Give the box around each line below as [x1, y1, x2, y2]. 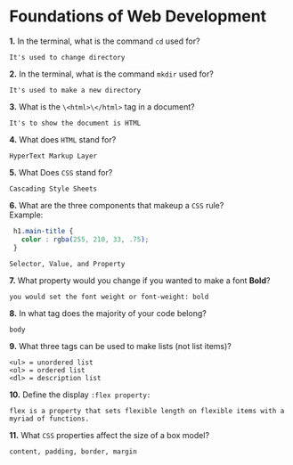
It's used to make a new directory [9, 86, 142, 94]
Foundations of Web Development [9, 6, 267, 27]
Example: [9, 209, 44, 220]
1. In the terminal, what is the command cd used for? [9, 36, 200, 46]
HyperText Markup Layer [9, 151, 98, 160]
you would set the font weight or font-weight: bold [9, 292, 209, 301]
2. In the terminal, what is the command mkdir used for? [9, 69, 214, 79]
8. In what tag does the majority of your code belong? [9, 307, 207, 318]
